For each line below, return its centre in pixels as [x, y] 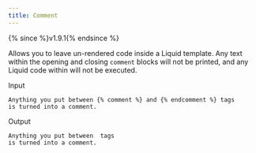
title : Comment [33, 15]
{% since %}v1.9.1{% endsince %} [64, 38]
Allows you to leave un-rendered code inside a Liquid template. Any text [125, 53]
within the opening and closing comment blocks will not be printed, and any [128, 62]
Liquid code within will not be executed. [73, 70]
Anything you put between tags [61, 136]
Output [19, 121]
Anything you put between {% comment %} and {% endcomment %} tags [122, 99]
